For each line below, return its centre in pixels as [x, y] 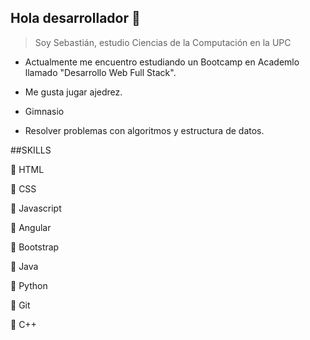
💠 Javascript [36, 208]
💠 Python [29, 285]
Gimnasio [44, 111]
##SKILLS [31, 150]
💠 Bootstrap [35, 247]
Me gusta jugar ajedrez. [73, 92]
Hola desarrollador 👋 [75, 18]
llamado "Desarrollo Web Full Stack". [100, 72]
